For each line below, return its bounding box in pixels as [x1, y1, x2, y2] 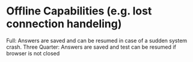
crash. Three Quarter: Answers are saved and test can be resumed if [6, 43, 176, 51]
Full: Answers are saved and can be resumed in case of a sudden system [6, 37, 188, 44]
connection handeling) [6, 17, 122, 31]
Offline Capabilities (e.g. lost [6, 4, 152, 18]
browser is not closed [6, 49, 60, 57]
